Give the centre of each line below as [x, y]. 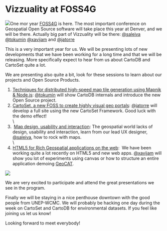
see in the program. [25, 188]
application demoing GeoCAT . [43, 163]
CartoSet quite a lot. [26, 65]
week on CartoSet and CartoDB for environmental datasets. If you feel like [81, 208]
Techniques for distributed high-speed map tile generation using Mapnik [87, 89]
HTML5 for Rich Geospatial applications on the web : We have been [82, 147]
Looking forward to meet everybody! [43, 223]
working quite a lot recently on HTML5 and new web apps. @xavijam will [87, 153]
